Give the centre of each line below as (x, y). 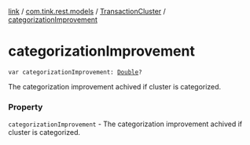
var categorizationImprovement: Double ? (75, 72)
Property (26, 107)
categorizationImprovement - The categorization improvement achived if (125, 124)
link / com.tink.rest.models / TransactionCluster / (87, 11)
